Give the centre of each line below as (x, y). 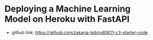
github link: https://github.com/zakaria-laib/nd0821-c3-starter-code (80, 32)
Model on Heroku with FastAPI (67, 19)
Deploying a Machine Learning (68, 9)
